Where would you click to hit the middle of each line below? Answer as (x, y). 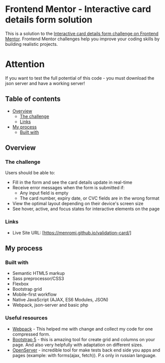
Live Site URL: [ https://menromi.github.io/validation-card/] (72, 233)
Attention (25, 64)
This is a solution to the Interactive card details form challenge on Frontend (82, 33)
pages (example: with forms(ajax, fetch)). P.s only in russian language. (84, 355)
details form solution (49, 20)
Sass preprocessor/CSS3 (38, 279)
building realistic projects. (32, 44)
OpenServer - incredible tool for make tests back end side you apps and (86, 350)
